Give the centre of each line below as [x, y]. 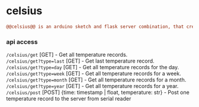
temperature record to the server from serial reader [69, 99]
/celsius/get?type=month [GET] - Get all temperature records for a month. [96, 80]
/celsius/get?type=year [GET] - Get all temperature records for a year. [92, 86]
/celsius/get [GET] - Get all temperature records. [67, 55]
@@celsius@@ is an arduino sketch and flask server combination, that [95, 27]
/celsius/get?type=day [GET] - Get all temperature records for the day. [93, 67]
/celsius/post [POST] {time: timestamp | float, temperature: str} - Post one [98, 92]
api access [22, 41]
